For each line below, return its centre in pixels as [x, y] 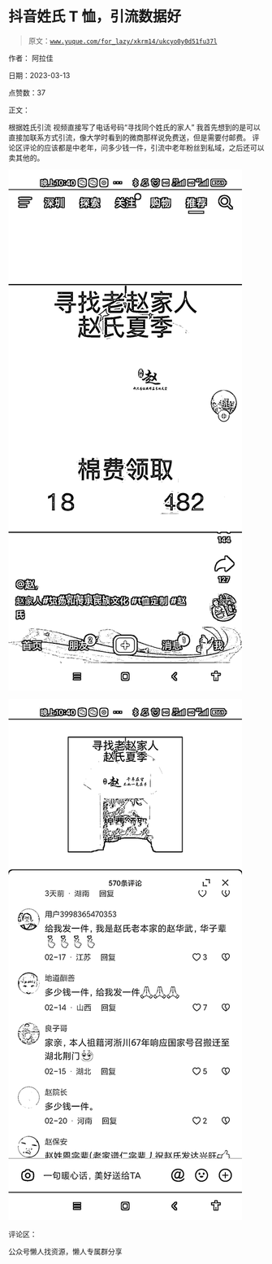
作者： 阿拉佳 [31, 58]
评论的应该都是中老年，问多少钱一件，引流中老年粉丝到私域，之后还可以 [143, 147]
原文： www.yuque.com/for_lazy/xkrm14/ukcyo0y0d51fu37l [123, 41]
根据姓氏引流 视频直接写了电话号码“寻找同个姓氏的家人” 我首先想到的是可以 [135, 127]
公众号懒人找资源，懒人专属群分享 [65, 1251]
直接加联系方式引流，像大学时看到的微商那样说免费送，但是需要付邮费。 [129, 137]
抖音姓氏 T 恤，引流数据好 [95, 17]
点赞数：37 [27, 92]
